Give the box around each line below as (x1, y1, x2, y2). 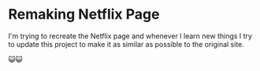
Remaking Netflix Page (8, 5, 160, 23)
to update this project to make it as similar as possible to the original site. (8, 39, 244, 48)
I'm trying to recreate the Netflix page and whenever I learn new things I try (8, 31, 252, 41)
